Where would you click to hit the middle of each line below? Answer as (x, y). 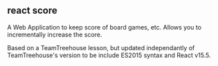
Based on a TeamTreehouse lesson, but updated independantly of (101, 47)
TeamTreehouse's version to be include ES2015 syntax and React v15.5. (109, 55)
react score (32, 11)
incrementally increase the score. (55, 34)
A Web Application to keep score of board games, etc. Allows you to (105, 27)
